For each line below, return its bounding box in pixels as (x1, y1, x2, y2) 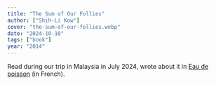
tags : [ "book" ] (7, 37, 52, 44)
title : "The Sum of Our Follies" (7, 10, 105, 18)
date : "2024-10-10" (7, 30, 65, 37)
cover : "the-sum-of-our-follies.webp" (7, 23, 121, 30)
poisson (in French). (7, 70, 65, 78)
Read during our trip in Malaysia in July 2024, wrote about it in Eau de (7, 63, 209, 70)
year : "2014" (7, 43, 46, 50)
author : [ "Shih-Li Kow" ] (7, 17, 80, 24)
